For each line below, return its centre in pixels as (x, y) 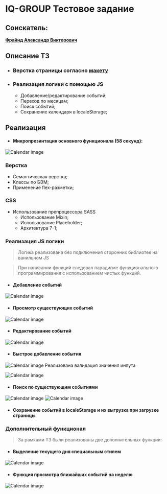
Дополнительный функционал (45, 429)
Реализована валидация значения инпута (90, 365)
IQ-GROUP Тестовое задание (70, 9)
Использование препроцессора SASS (54, 211)
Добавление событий (37, 285)
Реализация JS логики (35, 241)
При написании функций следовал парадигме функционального (88, 268)
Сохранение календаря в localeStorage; (64, 112)
